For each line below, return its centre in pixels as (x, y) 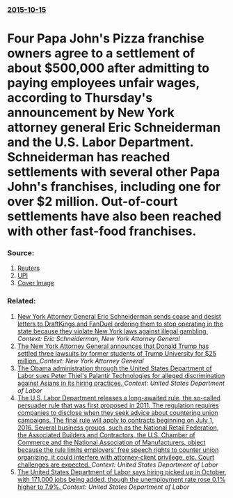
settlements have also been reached (114, 217)
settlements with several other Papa (114, 172)
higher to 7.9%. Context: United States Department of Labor (103, 487)
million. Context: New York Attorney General (80, 361)
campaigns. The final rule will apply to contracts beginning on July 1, (115, 420)
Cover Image (35, 283)
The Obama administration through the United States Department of (114, 368)
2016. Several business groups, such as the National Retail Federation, (118, 428)
